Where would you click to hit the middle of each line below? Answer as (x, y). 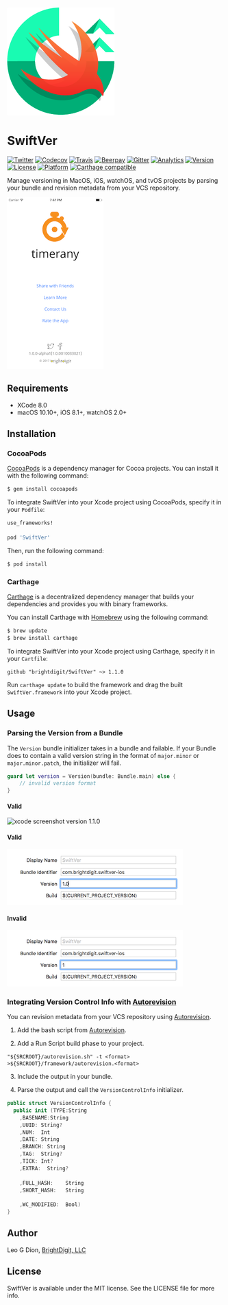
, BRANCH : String (43, 1147)
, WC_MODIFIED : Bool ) (50, 1205)
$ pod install (27, 564)
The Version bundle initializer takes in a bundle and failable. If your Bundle (112, 748)
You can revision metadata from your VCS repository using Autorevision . (109, 1017)
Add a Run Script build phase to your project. (80, 1044)
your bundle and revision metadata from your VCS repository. (93, 188)
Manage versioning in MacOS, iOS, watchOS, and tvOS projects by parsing (113, 180)
